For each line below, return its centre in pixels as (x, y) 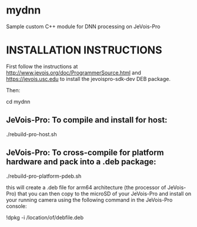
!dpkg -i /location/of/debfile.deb (45, 217)
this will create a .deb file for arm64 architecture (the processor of (86, 187)
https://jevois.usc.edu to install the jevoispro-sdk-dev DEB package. (88, 79)
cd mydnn (18, 101)
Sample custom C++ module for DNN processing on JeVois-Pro (83, 26)
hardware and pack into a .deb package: (81, 162)
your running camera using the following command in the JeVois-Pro (89, 199)
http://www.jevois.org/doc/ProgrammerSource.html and (74, 72)
